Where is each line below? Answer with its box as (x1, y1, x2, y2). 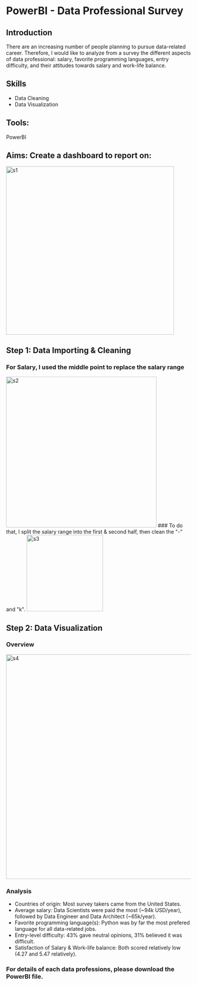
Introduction (6, 28, 53, 38)
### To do (157, 522, 183, 529)
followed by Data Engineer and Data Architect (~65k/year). (14, 913, 157, 920)
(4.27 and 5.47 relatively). (14, 950, 77, 957)
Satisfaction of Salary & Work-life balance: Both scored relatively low (14, 944, 181, 951)
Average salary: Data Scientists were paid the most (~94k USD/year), (14, 907, 182, 914)
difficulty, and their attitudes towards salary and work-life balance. (6, 62, 167, 69)
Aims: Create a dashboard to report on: (6, 151, 152, 161)
